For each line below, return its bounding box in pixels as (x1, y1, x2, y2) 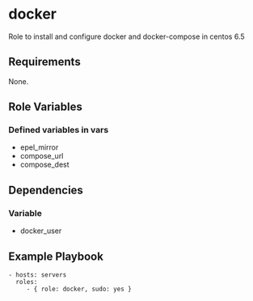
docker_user (19, 226, 62, 235)
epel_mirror (19, 142, 59, 152)
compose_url (19, 151, 64, 161)
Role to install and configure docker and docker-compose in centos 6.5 (8, 32, 245, 41)
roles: (15, 278, 38, 286)
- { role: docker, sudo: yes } (26, 285, 132, 293)
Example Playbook (8, 249, 103, 263)
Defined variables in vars (8, 125, 109, 136)
